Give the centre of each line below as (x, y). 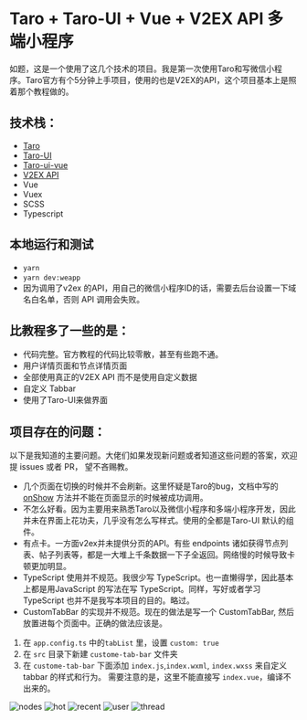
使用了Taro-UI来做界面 (65, 400)
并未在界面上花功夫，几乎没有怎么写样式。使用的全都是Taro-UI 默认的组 (158, 521)
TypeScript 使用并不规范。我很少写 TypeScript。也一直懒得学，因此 (150, 577)
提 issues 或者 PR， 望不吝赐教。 (71, 467)
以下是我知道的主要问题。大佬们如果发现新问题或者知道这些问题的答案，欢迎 (153, 455)
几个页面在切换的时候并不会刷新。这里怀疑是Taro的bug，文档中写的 (150, 486)
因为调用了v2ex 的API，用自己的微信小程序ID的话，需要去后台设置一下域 (159, 288)
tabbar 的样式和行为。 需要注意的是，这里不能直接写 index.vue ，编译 (153, 677)
